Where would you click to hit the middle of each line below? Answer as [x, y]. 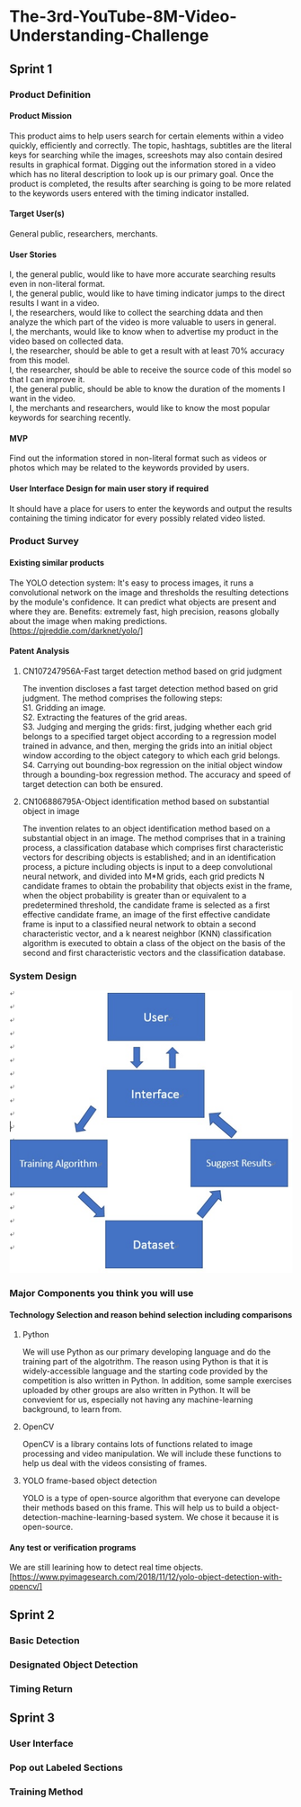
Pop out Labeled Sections [66, 1767]
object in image [51, 810]
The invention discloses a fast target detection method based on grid [150, 688]
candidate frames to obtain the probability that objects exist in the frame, [157, 886]
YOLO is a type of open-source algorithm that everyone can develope [151, 1498]
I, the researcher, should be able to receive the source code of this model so [150, 370]
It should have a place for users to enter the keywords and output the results [151, 508]
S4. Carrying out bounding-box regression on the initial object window [152, 765]
